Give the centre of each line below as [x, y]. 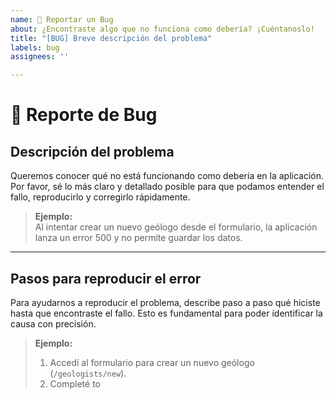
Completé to [75, 383]
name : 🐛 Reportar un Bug [62, 19]
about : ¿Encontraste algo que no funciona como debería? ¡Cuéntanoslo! [162, 29]
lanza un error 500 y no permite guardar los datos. [138, 238]
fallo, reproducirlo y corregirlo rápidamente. [100, 197]
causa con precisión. [53, 323]
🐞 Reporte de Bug [84, 115]
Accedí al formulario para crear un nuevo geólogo [152, 362]
